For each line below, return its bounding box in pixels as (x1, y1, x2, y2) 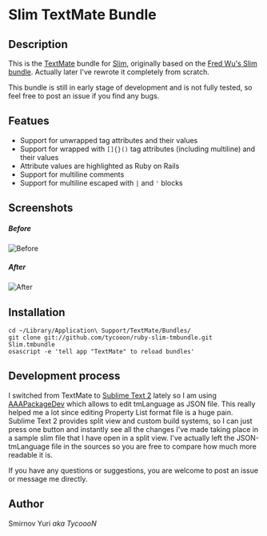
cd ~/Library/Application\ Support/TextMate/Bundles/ (8, 326, 192, 334)
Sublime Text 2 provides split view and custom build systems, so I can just (8, 416, 253, 426)
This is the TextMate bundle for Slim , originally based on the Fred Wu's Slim (8, 58, 257, 68)
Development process (8, 370, 121, 383)
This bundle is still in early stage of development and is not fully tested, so (8, 82, 253, 92)
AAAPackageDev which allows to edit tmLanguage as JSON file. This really (8, 398, 256, 409)
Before (8, 223, 32, 233)
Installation (8, 306, 66, 319)
